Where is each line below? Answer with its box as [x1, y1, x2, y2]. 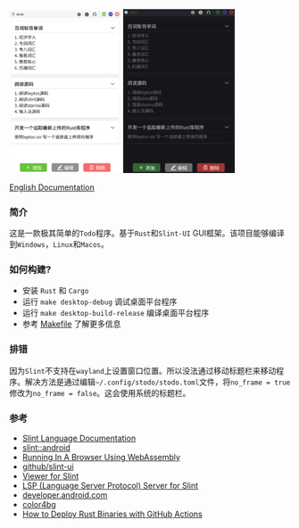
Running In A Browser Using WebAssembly [21, 452, 181, 463]
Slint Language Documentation [21, 433, 137, 444]
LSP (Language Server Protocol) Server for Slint [21, 481, 199, 491]
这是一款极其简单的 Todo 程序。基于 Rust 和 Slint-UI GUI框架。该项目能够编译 [9, 227, 286, 239]
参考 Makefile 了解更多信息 [21, 318, 121, 329]
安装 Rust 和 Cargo [21, 285, 89, 296]
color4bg [21, 499, 56, 510]
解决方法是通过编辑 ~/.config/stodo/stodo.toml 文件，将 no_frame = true [24, 376, 291, 387]
